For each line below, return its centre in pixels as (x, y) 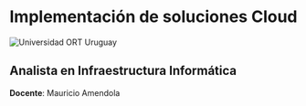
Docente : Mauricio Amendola (65, 92)
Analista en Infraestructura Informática (123, 71)
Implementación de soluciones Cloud (153, 17)
